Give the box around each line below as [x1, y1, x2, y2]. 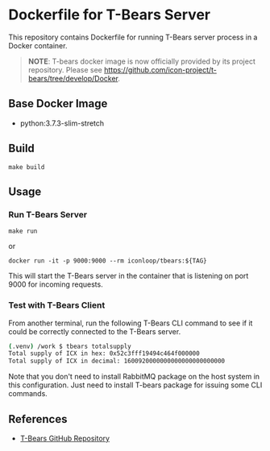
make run [8, 227, 38, 235]
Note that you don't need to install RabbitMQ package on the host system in [8, 372, 260, 382]
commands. [8, 389, 48, 399]
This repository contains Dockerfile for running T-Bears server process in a [8, 32, 258, 42]
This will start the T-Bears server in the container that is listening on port [8, 271, 249, 281]
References [8, 412, 68, 426]
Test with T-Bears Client [8, 300, 106, 311]
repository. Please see [27, 64, 102, 74]
